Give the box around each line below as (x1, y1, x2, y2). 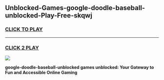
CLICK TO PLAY (5, 26, 43, 33)
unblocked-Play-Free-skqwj (5, 12, 93, 20)
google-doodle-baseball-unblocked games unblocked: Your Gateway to (5, 64, 154, 70)
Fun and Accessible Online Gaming (5, 69, 78, 75)
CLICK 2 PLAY (5, 44, 39, 51)
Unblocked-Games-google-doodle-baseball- (5, 4, 145, 12)
